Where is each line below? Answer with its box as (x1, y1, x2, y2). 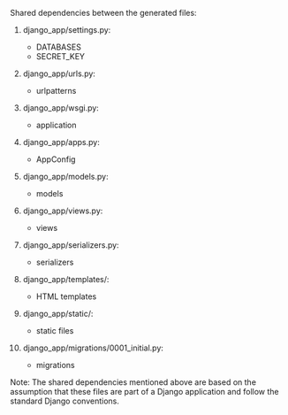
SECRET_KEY (35, 51, 86, 61)
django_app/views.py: (22, 205, 103, 216)
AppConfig (35, 154, 76, 165)
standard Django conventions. (10, 396, 120, 406)
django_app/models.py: (22, 172, 109, 181)
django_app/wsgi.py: (22, 103, 100, 113)
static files (35, 326, 74, 335)
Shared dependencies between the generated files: (10, 8, 197, 18)
